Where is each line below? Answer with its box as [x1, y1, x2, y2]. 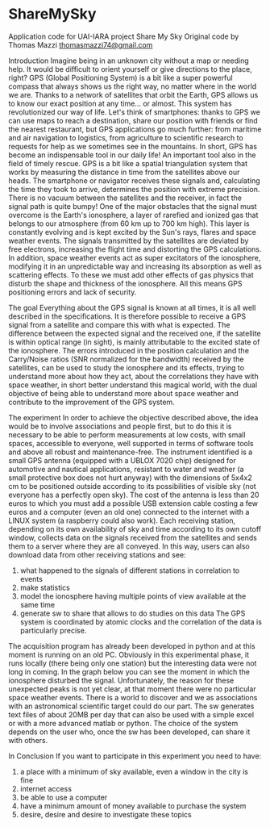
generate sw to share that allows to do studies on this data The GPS [19, 608, 246, 618]
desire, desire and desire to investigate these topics [19, 809, 192, 819]
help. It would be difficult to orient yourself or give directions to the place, [8, 64, 252, 73]
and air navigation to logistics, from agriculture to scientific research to [8, 132, 243, 142]
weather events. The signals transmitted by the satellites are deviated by [8, 236, 249, 245]
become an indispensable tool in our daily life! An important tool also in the [8, 150, 256, 160]
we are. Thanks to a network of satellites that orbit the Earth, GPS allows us [8, 90, 259, 99]
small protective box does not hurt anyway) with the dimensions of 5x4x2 [8, 473, 252, 482]
